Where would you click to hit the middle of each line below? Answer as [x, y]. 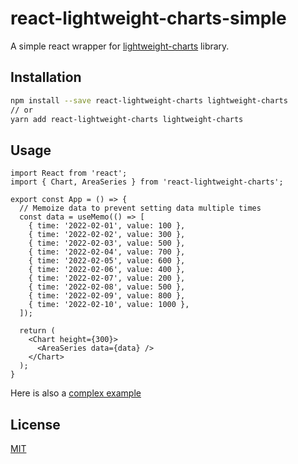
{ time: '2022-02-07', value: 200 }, [107, 278]
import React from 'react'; [69, 173]
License [35, 424]
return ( [37, 331]
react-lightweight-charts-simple [148, 18]
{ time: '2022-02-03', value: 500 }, [107, 243]
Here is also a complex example [76, 393]
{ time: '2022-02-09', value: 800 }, [107, 296]
